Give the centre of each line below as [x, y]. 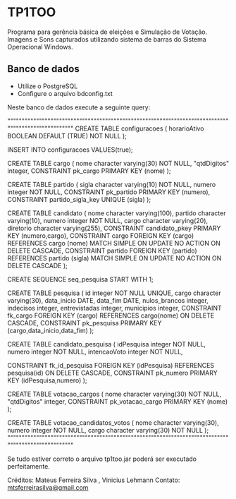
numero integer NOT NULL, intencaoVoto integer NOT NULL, [95, 351]
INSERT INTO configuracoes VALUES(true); [70, 150]
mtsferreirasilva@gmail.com [48, 487]
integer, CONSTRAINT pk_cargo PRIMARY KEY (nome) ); [89, 171]
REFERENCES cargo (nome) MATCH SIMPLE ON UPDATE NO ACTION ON [114, 243]
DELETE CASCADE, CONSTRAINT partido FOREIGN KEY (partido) [102, 251]
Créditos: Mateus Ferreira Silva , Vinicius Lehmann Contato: [94, 480]
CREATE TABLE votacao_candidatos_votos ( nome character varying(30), [113, 422]
